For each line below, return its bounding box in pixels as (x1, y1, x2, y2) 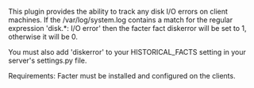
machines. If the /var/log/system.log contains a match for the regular (8, 15, 233, 25)
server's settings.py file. (8, 55, 87, 65)
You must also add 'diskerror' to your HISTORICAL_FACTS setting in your (8, 48, 246, 56)
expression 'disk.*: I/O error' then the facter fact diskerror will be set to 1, (8, 24, 248, 33)
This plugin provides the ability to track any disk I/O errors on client (8, 7, 229, 16)
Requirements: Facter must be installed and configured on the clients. (8, 71, 236, 80)
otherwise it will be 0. (8, 32, 78, 41)
